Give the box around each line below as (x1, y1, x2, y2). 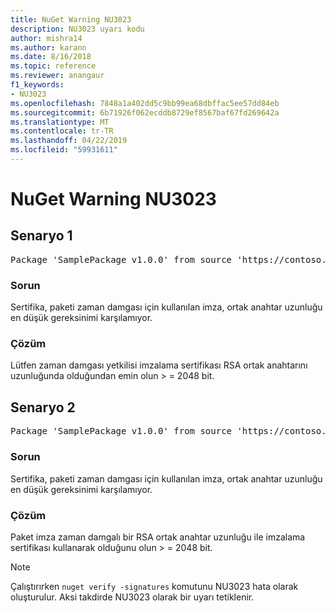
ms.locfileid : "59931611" (10, 145, 118, 155)
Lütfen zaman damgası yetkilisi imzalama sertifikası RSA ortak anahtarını (10, 359, 308, 371)
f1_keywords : (10, 80, 65, 90)
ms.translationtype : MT (10, 117, 110, 127)
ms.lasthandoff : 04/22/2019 (10, 136, 128, 146)
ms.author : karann (10, 42, 87, 53)
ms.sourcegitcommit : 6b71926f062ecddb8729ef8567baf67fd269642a (10, 107, 280, 118)
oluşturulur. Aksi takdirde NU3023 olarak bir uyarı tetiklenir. (10, 591, 255, 603)
